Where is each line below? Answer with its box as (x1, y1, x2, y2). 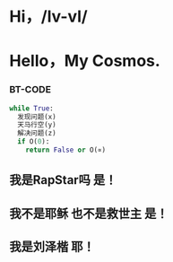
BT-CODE (9, 83, 52, 96)
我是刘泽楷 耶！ (9, 240, 95, 255)
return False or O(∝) (25, 145, 106, 155)
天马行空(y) (17, 120, 56, 129)
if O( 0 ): (17, 137, 50, 146)
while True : (9, 103, 54, 113)
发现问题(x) (17, 112, 56, 121)
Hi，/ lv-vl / (9, 6, 88, 27)
